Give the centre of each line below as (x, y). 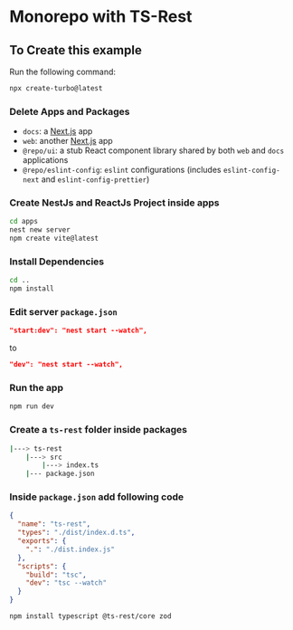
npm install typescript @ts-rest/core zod (90, 616)
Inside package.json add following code (96, 497)
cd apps (24, 222)
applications (45, 160)
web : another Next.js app (67, 141)
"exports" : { (42, 541)
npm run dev (32, 406)
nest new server (40, 230)
